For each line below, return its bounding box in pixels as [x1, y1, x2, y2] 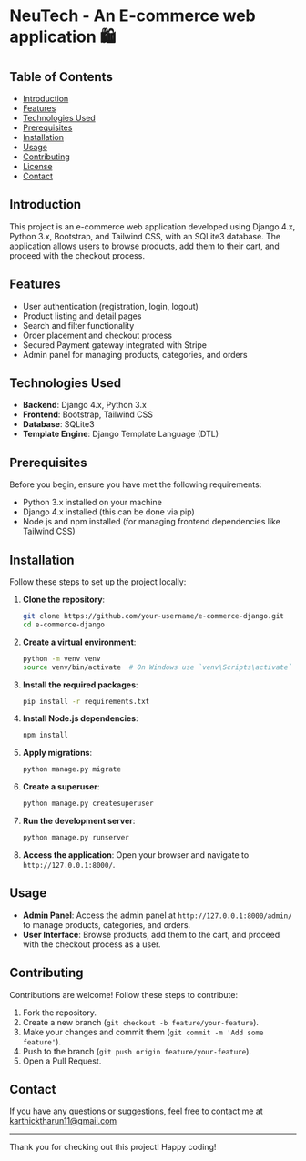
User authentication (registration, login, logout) [22, 300, 199, 311]
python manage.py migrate [22, 765, 121, 774]
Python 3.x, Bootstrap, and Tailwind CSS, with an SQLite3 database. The [9, 230, 280, 241]
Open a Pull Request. [22, 1055, 102, 1066]
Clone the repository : [22, 594, 106, 606]
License [22, 161, 53, 171]
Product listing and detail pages [22, 311, 142, 321]
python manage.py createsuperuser [22, 799, 154, 809]
